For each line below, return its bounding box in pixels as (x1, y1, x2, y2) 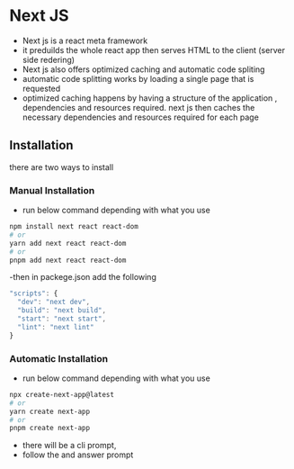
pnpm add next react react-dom (9, 256, 127, 265)
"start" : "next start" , (17, 314, 106, 324)
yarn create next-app (9, 407, 91, 416)
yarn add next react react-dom (9, 239, 127, 248)
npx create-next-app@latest (9, 390, 115, 399)
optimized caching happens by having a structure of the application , (22, 92, 278, 104)
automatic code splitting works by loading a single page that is (22, 73, 254, 84)
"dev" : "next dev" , (17, 298, 91, 307)
